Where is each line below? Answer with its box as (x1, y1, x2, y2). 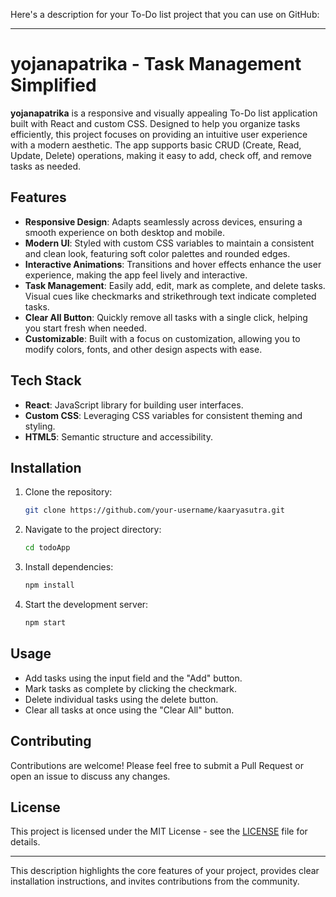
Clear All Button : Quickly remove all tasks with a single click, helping (24, 311, 308, 323)
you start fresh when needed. (24, 322, 147, 334)
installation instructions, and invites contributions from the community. (10, 875, 300, 888)
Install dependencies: (24, 561, 114, 573)
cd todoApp (24, 543, 71, 553)
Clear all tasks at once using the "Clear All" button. (24, 704, 235, 716)
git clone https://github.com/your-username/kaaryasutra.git (24, 505, 286, 516)
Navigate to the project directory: (24, 524, 162, 536)
